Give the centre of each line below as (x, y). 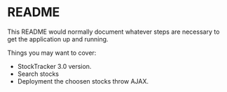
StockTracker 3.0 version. (54, 66)
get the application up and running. (58, 39)
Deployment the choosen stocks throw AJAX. (83, 81)
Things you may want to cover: (52, 53)
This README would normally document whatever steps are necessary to (113, 32)
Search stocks (38, 74)
